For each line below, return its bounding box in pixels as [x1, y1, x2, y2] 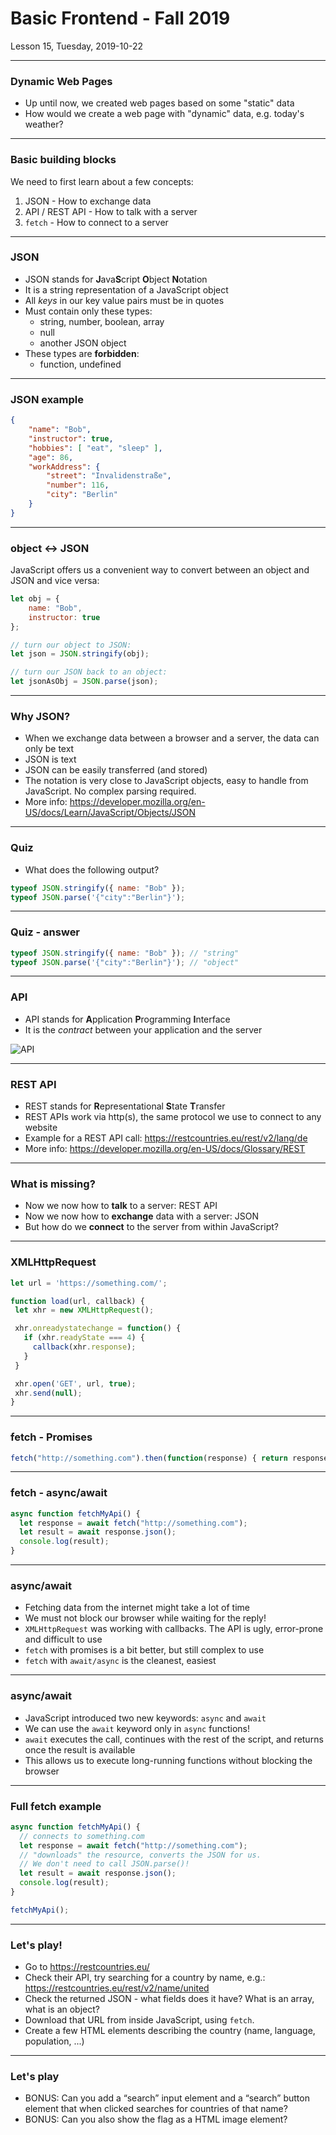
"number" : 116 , [46, 480, 110, 491]
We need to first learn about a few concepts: [10, 175, 194, 187]
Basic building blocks [10, 153, 117, 167]
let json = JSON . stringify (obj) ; [10, 649, 150, 659]
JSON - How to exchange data [24, 195, 152, 207]
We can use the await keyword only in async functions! [24, 1722, 250, 1734]
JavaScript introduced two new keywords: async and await [24, 1712, 267, 1724]
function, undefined [39, 358, 122, 370]
